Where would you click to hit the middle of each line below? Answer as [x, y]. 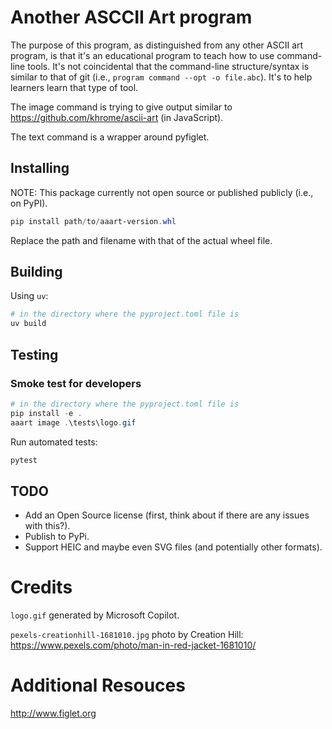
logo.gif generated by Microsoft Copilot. [95, 615]
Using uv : [29, 296]
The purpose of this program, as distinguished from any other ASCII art [157, 45]
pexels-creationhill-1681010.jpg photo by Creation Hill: [127, 635]
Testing [34, 354]
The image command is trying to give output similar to [121, 107]
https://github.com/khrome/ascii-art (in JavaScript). [117, 117]
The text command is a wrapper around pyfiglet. [110, 137]
